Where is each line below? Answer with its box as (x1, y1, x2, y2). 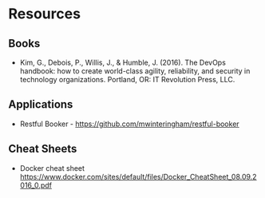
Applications (8, 97, 73, 112)
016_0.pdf (19, 180, 52, 190)
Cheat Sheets (8, 142, 77, 156)
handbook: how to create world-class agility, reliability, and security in (19, 66, 251, 76)
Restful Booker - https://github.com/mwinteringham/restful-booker (19, 119, 239, 129)
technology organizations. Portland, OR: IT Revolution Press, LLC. (19, 75, 235, 84)
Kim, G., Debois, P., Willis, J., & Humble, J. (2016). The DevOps (19, 57, 226, 67)
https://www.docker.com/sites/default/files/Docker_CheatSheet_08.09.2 (19, 172, 257, 181)
